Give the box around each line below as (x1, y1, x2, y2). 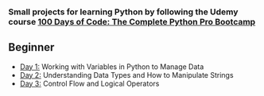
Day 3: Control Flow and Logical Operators (19, 79, 160, 88)
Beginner (8, 40, 55, 54)
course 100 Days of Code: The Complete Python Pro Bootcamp (8, 16, 256, 27)
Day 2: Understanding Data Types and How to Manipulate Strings (19, 70, 234, 79)
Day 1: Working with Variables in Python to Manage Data (19, 62, 204, 71)
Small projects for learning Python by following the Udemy (8, 6, 239, 17)
